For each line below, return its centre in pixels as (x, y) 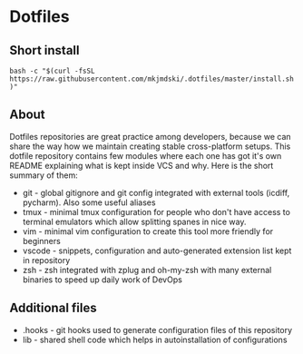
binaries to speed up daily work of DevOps (103, 280)
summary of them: (44, 175)
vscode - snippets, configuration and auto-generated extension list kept (157, 251)
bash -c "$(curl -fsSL (52, 71)
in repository (46, 260)
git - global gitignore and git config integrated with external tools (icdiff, (156, 192)
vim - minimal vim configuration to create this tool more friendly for (148, 231)
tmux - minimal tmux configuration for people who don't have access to (156, 211)
